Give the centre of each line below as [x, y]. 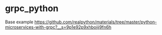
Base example [19, 22]
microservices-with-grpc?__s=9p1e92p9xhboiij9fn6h [58, 27]
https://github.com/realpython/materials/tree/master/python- [96, 22]
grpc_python [32, 9]
